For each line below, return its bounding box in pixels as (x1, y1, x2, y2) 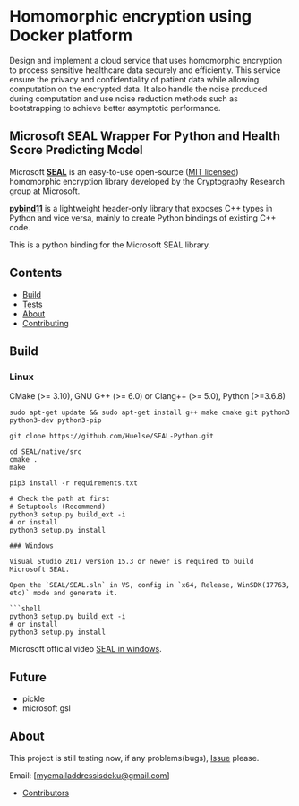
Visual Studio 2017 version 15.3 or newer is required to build (9, 558, 254, 567)
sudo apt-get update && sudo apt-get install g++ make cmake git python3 (9, 408, 291, 418)
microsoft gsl (21, 703, 72, 714)
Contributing (21, 317, 69, 328)
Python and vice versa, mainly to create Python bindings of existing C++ (9, 212, 277, 223)
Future (9, 670, 47, 685)
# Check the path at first (9, 495, 110, 504)
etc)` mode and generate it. (9, 589, 118, 598)
